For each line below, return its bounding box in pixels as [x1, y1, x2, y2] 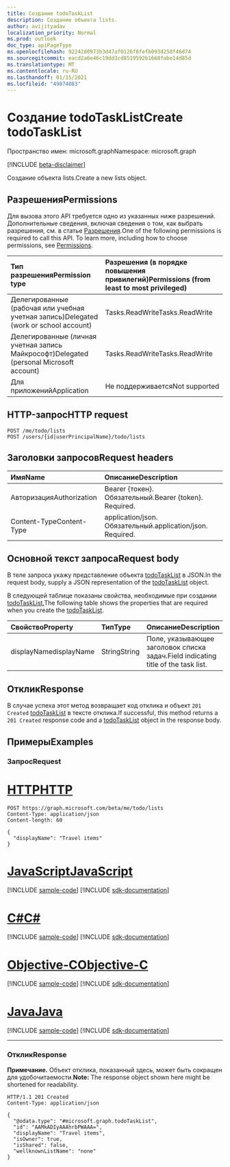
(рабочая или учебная [10, 304, 85, 313]
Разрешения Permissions [7, 194, 118, 205]
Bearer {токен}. [104, 484, 154, 493]
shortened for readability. [7, 1080, 79, 1089]
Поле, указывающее [146, 634, 214, 644]
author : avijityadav [7, 23, 66, 30]
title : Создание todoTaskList [7, 10, 94, 17]
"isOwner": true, [13, 1135, 63, 1142]
